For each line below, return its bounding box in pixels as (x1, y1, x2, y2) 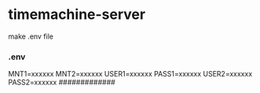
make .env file (8, 32, 53, 41)
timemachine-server (8, 6, 146, 24)
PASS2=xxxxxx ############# (8, 77, 115, 87)
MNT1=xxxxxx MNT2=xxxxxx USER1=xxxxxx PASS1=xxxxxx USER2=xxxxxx (8, 69, 253, 79)
